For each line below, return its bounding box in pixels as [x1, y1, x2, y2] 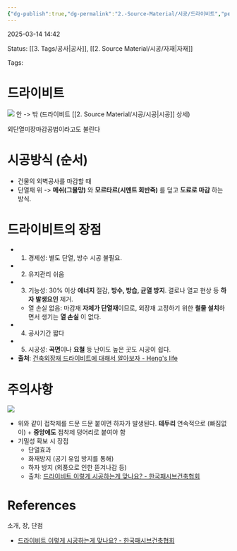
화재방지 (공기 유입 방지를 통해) [28, 454, 114, 463]
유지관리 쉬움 [28, 270, 65, 278]
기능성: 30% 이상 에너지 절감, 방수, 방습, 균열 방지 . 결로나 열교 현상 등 [28, 286, 219, 295]
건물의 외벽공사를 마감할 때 [17, 177, 92, 185]
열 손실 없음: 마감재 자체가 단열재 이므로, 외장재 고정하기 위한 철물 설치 [28, 304, 220, 312]
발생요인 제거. [35, 295, 74, 304]
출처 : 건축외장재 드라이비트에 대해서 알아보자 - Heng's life [17, 354, 178, 363]
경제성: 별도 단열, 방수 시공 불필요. [28, 254, 122, 262]
